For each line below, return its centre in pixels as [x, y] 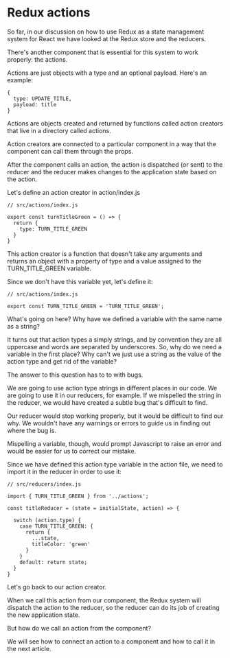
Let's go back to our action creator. [57, 587]
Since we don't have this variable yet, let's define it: [80, 281]
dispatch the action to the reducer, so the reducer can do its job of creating [113, 607]
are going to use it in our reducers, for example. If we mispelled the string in [114, 395]
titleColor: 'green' [61, 544]
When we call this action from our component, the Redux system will [104, 600]
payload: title [35, 104]
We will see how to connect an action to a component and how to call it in [111, 641]
